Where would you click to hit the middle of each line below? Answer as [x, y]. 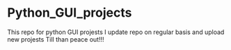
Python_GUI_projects [70, 13]
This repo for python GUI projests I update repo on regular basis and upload [116, 32]
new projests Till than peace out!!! [56, 39]
